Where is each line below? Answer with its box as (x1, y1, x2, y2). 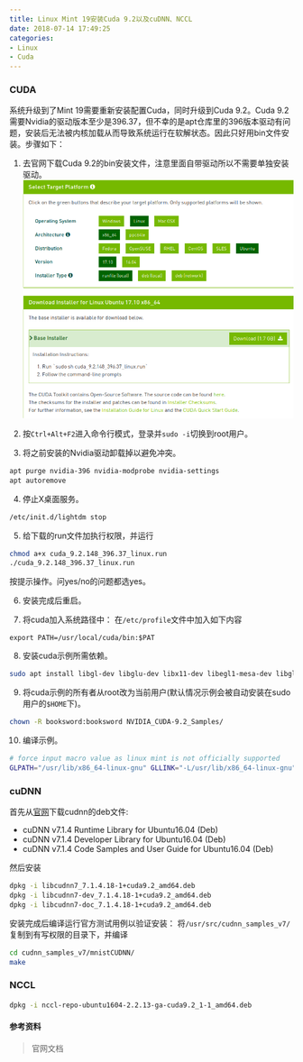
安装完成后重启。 (22, 595, 87, 606)
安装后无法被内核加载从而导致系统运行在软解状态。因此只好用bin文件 (24, 127, 282, 139)
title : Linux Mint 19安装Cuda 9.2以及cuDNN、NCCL (9, 14, 193, 23)
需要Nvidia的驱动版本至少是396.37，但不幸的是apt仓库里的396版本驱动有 (9, 116, 283, 127)
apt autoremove (9, 476, 67, 485)
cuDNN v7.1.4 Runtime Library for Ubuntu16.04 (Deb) (22, 825, 219, 836)
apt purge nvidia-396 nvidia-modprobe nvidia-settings (9, 466, 220, 475)
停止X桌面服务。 (22, 493, 84, 504)
